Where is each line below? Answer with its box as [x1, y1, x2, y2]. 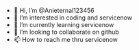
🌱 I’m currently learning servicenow [13, 21, 114, 28]
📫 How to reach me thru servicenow [13, 36, 118, 43]
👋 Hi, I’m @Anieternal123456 [13, 7, 94, 14]
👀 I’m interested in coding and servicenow [13, 14, 132, 22]
